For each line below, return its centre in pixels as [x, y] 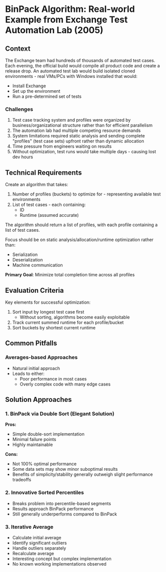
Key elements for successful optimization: [48, 302]
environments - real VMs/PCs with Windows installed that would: [71, 76]
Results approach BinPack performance [53, 508]
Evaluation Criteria [34, 290]
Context [18, 48]
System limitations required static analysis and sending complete [79, 136]
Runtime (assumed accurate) [49, 215]
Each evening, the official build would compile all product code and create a [83, 66]
